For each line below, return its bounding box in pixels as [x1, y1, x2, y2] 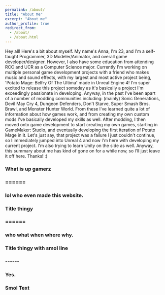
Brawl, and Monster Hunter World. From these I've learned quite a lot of [5, 106, 150, 111]
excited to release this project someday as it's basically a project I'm [5, 85, 144, 91]
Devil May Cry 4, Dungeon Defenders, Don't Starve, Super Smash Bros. [5, 101, 150, 107]
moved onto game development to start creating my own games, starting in [5, 121, 158, 127]
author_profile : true [5, 21, 50, 26]
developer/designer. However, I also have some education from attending [5, 59, 154, 65]
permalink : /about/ [5, 7, 45, 12]
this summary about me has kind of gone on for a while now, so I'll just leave [5, 147, 160, 153]
